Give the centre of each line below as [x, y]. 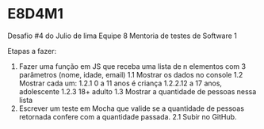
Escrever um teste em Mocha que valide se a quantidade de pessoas [132, 108]
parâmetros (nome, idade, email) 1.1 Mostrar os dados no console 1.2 [131, 74]
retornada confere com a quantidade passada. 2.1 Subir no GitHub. [128, 116]
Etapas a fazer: [32, 51]
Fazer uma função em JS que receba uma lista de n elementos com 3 [132, 66]
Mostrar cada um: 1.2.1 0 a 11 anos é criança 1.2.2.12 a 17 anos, [121, 83]
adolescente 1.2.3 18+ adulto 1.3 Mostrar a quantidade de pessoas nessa [138, 91]
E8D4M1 [36, 14]
